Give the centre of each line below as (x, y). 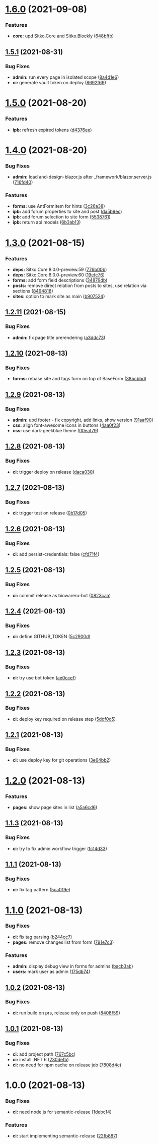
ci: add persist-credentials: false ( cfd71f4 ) (56, 554)
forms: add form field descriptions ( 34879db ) (60, 280)
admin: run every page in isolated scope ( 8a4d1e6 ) (66, 77)
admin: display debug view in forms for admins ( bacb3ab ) (73, 966)
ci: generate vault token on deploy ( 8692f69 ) (59, 83)
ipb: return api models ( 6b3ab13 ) (47, 222)
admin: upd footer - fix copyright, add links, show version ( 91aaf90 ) (83, 420)
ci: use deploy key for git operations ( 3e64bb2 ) (62, 760)
